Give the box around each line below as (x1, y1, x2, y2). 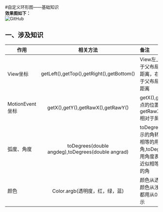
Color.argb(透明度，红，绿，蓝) (52, 187, 124, 194)
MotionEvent (7, 100, 36, 107)
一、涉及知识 (5, 31, 44, 39)
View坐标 (7, 70, 29, 77)
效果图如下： (5, 10, 31, 16)
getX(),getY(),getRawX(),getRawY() (47, 104, 129, 111)
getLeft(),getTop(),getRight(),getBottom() (41, 70, 135, 77)
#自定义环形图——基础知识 (5, 4, 59, 10)
